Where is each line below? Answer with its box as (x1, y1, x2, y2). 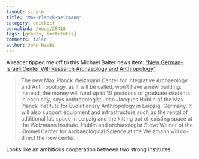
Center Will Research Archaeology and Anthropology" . (22, 65, 158, 72)
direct (20, 134, 36, 141)
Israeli (6, 65, 22, 72)
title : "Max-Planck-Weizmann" (6, 14, 82, 20)
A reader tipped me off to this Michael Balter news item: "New (6, 58, 160, 66)
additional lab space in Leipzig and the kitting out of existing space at (20, 115, 193, 122)
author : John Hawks (6, 43, 55, 49)
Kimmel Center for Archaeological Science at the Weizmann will (20, 127, 179, 135)
